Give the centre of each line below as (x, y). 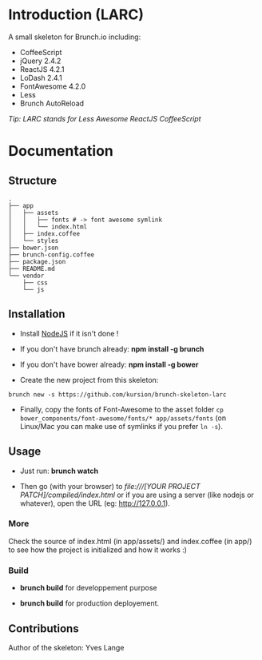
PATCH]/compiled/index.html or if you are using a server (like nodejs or (137, 495)
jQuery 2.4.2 (40, 61)
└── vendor (26, 276)
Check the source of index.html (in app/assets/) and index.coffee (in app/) (130, 541)
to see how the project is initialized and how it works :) (98, 550)
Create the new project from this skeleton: (89, 380)
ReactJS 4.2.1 (42, 69)
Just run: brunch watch (59, 471)
